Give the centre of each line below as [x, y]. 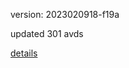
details [24, 53]
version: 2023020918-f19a [65, 14]
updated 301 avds [47, 33]
